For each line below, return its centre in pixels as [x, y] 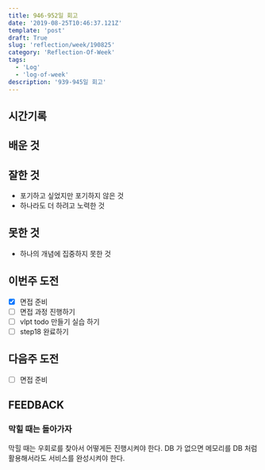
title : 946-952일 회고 [43, 15]
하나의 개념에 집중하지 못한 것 [65, 253]
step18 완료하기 [44, 331]
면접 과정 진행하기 [47, 311]
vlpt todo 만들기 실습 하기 [60, 322]
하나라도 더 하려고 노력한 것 [62, 206]
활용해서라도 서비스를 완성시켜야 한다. [67, 458]
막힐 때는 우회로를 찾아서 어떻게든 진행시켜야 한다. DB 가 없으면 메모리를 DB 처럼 [133, 448]
